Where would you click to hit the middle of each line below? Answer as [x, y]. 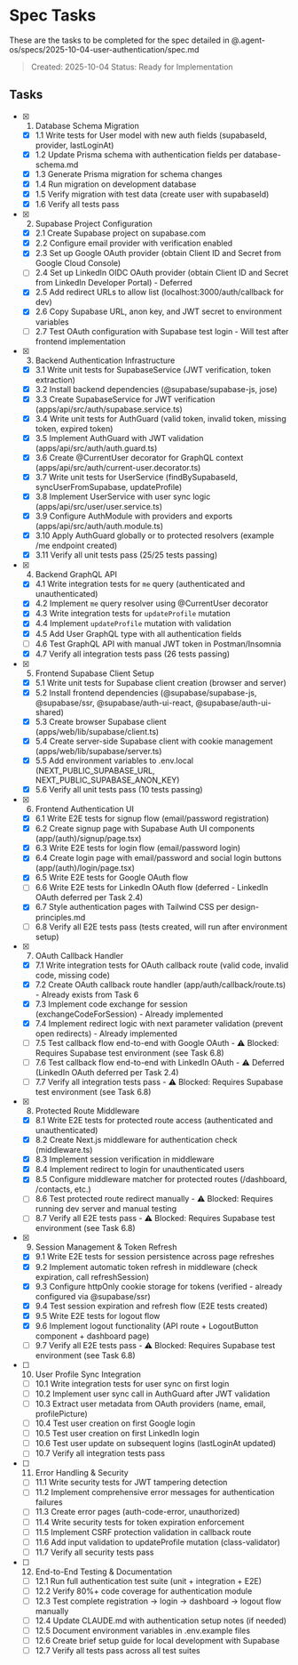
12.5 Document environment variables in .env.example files [143, 1630]
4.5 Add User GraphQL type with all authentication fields [138, 633]
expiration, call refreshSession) [92, 1276]
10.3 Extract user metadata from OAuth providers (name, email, [150, 1404]
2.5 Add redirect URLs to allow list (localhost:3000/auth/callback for [159, 292]
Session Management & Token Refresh [106, 1247]
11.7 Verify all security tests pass [94, 1552]
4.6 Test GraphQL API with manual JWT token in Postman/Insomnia [158, 643]
